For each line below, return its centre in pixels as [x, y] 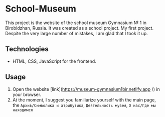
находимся [23, 110]
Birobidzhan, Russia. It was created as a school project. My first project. [79, 28]
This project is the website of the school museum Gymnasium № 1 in [76, 23]
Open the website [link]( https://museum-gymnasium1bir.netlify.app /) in [86, 89]
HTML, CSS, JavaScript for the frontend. [54, 61]
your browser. [27, 94]
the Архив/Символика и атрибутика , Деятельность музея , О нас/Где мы [84, 105]
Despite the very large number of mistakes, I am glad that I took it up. [76, 33]
